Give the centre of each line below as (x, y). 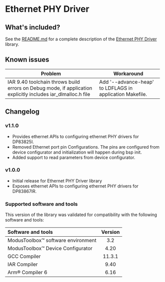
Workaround (128, 73)
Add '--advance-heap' (126, 82)
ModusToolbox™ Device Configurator (50, 249)
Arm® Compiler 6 (27, 273)
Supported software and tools (41, 204)
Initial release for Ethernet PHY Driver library (57, 181)
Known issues (27, 60)
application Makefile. (123, 94)
